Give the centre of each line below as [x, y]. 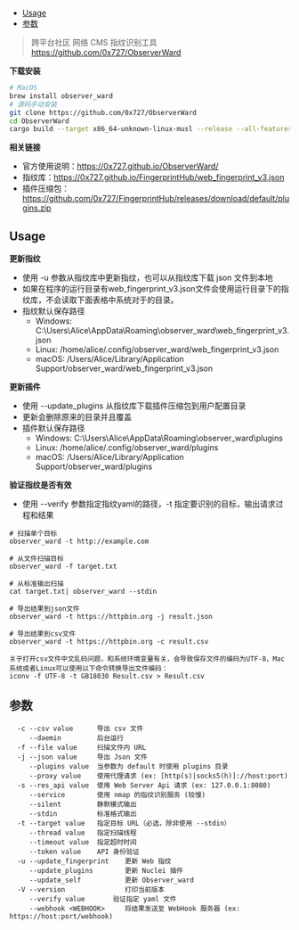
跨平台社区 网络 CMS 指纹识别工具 [94, 42]
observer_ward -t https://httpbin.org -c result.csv [109, 642]
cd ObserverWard [39, 121]
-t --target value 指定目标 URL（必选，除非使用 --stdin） [124, 823]
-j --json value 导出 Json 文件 [83, 757]
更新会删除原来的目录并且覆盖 [77, 417]
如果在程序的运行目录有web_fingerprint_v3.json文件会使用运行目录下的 [152, 289]
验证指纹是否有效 [40, 485]
